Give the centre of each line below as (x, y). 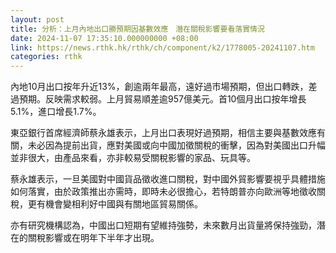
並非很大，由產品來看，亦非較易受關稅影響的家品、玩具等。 (133, 158)
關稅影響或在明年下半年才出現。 (93, 238)
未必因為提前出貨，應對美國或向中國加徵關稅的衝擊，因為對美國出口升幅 (176, 145)
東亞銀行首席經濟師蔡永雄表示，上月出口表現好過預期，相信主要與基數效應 (163, 133)
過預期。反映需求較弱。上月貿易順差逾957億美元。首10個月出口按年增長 (158, 99)
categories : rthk (46, 57)
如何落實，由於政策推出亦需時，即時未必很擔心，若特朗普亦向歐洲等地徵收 (163, 192)
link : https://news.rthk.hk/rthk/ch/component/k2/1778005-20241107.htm (162, 47)
